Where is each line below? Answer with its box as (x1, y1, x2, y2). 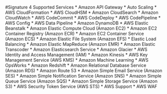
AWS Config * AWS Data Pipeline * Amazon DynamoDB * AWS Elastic (5, 20, 149, 26)
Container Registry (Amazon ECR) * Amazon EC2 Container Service (5, 31, 144, 36)
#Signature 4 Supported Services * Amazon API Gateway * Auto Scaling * (5, 4, 157, 10)
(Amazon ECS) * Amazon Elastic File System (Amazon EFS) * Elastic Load (5, 36, 157, 42)
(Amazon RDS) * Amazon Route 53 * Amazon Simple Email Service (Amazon (5, 68, 163, 74)
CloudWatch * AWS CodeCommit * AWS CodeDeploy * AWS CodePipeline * (5, 15, 161, 20)
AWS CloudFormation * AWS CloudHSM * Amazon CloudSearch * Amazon (5, 9, 159, 15)
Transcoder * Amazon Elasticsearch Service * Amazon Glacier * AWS (5, 47, 148, 52)
